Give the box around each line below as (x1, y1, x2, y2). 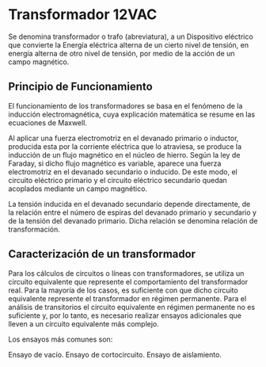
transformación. (8, 224, 61, 234)
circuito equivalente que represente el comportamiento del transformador (8, 277, 249, 286)
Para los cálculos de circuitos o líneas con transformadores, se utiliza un (8, 268, 245, 278)
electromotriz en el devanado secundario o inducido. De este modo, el (8, 166, 237, 176)
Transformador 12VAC (8, 6, 158, 24)
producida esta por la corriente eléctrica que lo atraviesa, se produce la (8, 141, 242, 151)
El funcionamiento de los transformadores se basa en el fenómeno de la (8, 101, 243, 110)
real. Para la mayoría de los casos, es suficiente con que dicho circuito (8, 285, 239, 295)
